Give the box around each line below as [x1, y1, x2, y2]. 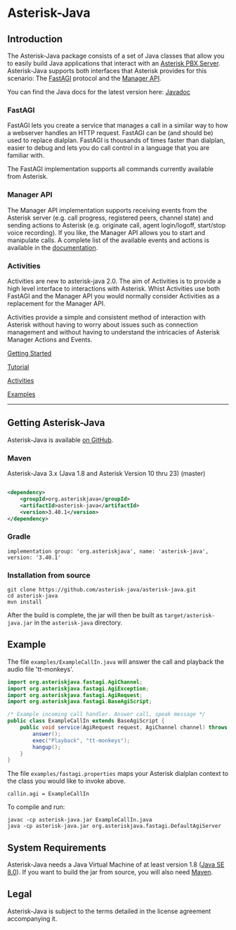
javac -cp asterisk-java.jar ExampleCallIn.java [7, 817, 152, 824]
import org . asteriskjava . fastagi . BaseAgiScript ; [7, 698, 152, 705]
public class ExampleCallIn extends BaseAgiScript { [7, 717, 165, 724]
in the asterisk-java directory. [34, 618, 123, 627]
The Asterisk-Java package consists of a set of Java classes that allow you [7, 51, 225, 60]
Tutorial [7, 363, 29, 371]
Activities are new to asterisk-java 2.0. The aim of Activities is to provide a [7, 277, 221, 285]
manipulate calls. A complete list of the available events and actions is [7, 236, 209, 244]
